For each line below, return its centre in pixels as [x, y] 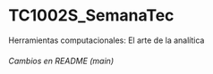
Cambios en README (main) [61, 61]
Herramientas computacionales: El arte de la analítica [106, 40]
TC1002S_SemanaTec [91, 16]
